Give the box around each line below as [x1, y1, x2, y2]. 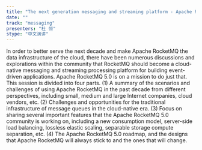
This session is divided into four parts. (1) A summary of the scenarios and [6, 79, 191, 87]
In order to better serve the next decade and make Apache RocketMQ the [6, 47, 188, 55]
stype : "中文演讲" [6, 31, 49, 37]
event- [168, 67, 185, 74]
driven [6, 73, 22, 80]
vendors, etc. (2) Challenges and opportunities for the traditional [6, 98, 166, 106]
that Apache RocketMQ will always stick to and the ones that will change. [6, 137, 188, 144]
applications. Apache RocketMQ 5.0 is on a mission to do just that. [23, 73, 188, 80]
